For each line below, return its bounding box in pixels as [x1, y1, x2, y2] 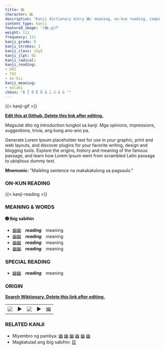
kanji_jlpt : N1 [5, 53, 36, 58]
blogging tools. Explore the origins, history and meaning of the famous [5, 147, 148, 153]
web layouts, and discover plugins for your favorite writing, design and [5, 142, 148, 148]
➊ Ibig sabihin [5, 215, 34, 222]
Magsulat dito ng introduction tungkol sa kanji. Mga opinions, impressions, [5, 122, 156, 128]
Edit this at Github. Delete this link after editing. [5, 113, 104, 119]
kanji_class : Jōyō [5, 48, 43, 53]
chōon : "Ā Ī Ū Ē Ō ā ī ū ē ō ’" [5, 90, 71, 95]
